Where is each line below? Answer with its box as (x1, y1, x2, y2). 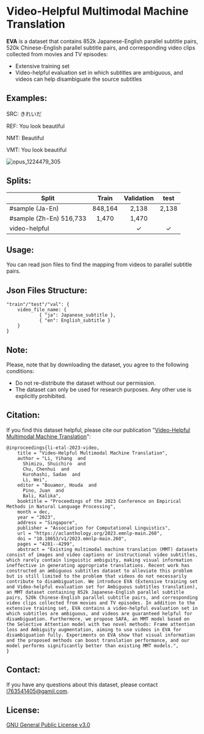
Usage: (6, 245, 35, 255)
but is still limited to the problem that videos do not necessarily (6, 573, 188, 579)
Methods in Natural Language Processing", (6, 503, 116, 510)
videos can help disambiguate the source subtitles (15, 75, 142, 83)
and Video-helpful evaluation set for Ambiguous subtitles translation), (6, 584, 199, 590)
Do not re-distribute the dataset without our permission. (15, 379, 156, 387)
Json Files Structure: (6, 285, 87, 295)
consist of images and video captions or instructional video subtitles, (6, 552, 199, 558)
